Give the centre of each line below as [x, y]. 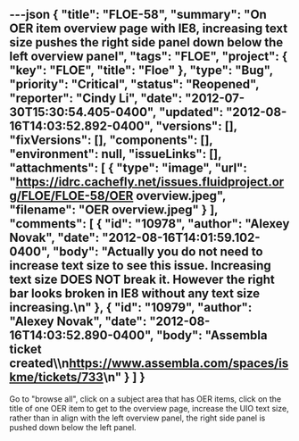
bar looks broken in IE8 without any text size [135, 294]
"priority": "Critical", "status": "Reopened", [134, 84]
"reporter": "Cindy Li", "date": [96, 99]
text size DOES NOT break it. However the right [142, 280]
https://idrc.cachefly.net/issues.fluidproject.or [150, 182]
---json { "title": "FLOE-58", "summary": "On [138, 15]
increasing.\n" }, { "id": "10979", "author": [131, 308]
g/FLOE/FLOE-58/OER [71, 196]
